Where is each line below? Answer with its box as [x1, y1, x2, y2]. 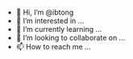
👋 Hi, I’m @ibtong [15, 8, 74, 17]
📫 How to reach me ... [15, 42, 91, 51]
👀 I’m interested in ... [15, 16, 85, 26]
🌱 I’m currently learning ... [15, 25, 102, 33]
